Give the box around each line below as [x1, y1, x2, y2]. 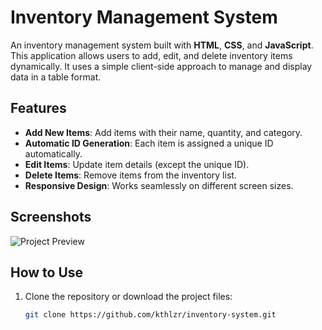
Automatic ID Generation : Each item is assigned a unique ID [24, 137, 274, 149]
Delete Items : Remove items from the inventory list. [24, 169, 237, 181]
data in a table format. [10, 71, 102, 83]
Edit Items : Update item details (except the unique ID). [24, 158, 250, 170]
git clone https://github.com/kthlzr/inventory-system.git [24, 310, 277, 320]
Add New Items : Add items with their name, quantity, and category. [24, 126, 303, 138]
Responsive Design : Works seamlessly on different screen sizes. [24, 179, 294, 191]
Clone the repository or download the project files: [24, 291, 233, 303]
